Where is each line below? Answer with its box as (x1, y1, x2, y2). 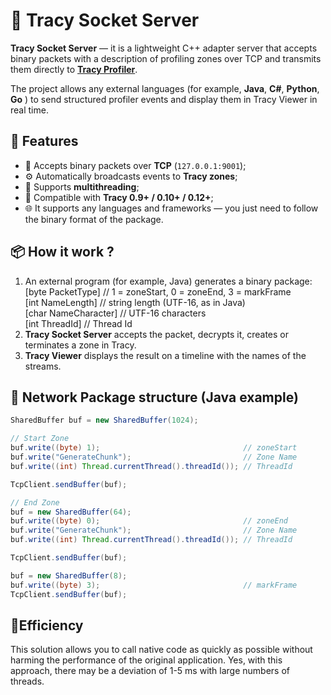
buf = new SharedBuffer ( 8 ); (10, 570, 128, 581)
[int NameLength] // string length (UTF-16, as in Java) (24, 296, 246, 308)
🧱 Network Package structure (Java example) (10, 389, 299, 406)
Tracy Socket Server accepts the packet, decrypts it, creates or (24, 328, 289, 340)
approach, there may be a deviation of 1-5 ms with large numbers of (10, 665, 291, 677)
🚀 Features (10, 133, 79, 150)
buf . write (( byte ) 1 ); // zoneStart (10, 443, 298, 453)
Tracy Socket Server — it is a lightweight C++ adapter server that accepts (10, 42, 318, 54)
